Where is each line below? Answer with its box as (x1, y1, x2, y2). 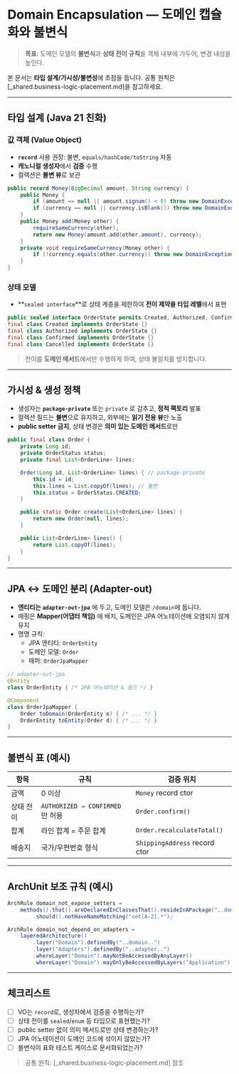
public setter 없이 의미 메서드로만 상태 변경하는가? (17, 1025, 159, 1034)
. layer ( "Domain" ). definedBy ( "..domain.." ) (33, 939, 161, 946)
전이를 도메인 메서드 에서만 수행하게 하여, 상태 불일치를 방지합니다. (24, 354, 208, 363)
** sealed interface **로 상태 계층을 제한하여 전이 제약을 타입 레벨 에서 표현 (17, 300, 227, 309)
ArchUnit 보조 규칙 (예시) (7, 880, 114, 892)
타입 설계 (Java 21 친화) (7, 112, 107, 124)
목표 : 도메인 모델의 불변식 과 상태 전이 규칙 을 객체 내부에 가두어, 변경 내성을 (24, 49, 231, 58)
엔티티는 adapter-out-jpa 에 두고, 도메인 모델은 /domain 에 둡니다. (17, 603, 201, 612)
